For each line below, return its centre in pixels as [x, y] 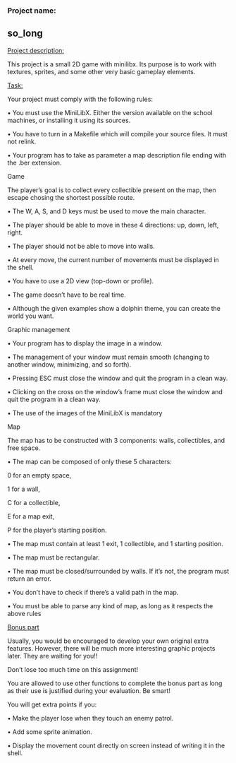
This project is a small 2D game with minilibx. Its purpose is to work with [112, 64]
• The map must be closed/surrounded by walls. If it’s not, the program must [118, 571]
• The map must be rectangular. [54, 557]
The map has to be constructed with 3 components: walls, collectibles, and [116, 440]
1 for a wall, [24, 489]
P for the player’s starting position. [57, 530]
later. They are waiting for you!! [52, 656]
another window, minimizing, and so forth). [69, 364]
